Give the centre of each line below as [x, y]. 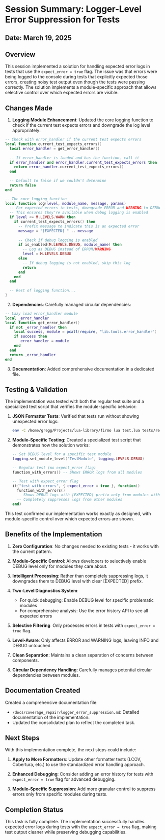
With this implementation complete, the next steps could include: [71, 750]
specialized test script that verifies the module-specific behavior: [71, 407]
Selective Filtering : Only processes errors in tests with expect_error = [84, 625]
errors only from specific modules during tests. [60, 794]
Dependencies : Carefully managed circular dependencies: [72, 304]
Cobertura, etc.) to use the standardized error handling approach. [79, 765]
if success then [31, 336]
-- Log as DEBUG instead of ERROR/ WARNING [67, 249]
